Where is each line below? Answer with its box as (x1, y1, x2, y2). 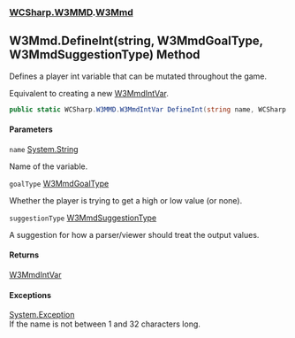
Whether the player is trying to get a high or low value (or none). (9, 195, 243, 205)
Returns (9, 250, 40, 260)
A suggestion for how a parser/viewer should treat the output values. (9, 229, 260, 240)
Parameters (9, 124, 53, 134)
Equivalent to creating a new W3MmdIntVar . (9, 88, 170, 98)
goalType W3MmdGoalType (9, 178, 110, 188)
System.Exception (9, 310, 75, 320)
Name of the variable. (9, 161, 88, 172)
